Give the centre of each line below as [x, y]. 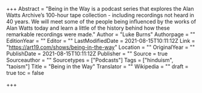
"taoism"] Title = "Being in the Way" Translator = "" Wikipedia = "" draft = [97, 66]
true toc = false [25, 73]
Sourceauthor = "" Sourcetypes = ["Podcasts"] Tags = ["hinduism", [90, 60]
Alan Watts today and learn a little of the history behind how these [88, 28]
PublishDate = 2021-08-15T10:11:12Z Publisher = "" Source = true [87, 53]
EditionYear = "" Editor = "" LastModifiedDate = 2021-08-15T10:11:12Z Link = [101, 41]
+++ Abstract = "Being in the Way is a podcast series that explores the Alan [100, 9]
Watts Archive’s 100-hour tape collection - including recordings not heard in [100, 15]
